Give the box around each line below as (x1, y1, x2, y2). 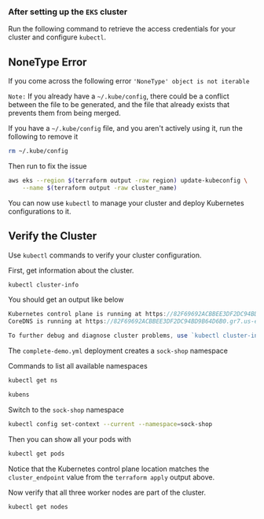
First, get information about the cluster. (8, 265, 134, 275)
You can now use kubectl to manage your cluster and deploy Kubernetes (8, 198, 245, 207)
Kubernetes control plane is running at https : (8, 310, 167, 318)
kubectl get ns (8, 376, 58, 384)
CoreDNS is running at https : (8, 317, 108, 325)
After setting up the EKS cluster (8, 6, 128, 17)
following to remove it (8, 132, 79, 142)
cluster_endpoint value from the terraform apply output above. (8, 472, 214, 482)
